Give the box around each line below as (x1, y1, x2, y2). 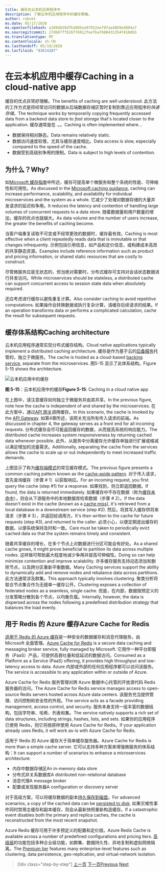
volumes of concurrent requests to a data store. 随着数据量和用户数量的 (5, 209, 150, 215)
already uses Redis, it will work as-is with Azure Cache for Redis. (5, 728, 136, 733)
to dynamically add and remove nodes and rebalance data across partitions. (5, 570, 159, 576)
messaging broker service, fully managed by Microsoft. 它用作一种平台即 (5, 646, 152, 652)
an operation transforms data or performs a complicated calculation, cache (5, 307, 157, 313)
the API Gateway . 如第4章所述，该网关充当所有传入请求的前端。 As (5, 415, 139, 421)
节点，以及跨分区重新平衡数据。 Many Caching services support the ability (9, 564, 159, 570)
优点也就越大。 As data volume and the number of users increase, (26, 215, 159, 221)
